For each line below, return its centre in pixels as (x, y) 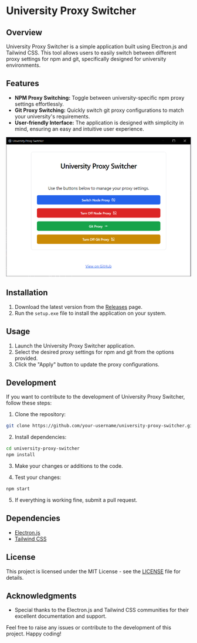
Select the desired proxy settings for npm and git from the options (94, 352)
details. (15, 577)
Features (23, 84)
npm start (18, 489)
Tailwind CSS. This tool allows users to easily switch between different (91, 53)
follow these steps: (29, 403)
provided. (26, 358)
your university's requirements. (52, 116)
